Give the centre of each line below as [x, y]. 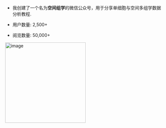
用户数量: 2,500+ [30, 25]
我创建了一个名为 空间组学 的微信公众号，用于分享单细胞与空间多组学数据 [86, 8]
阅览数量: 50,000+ [31, 35]
